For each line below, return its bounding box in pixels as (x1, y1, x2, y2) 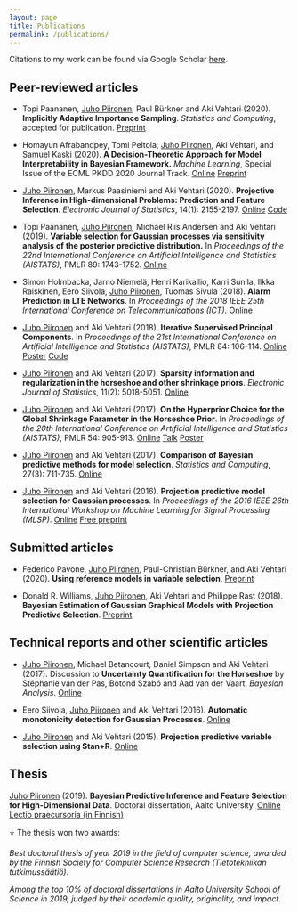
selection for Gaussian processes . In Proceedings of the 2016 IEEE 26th (21, 495, 289, 506)
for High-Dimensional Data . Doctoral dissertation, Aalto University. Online (9, 799, 282, 811)
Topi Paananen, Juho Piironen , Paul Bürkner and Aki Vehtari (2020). (21, 103, 271, 114)
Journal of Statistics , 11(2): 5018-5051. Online (21, 387, 189, 397)
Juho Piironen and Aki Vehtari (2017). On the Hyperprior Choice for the (21, 404, 285, 415)
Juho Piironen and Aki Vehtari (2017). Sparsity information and (21, 368, 255, 379)
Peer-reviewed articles (9, 79, 139, 94)
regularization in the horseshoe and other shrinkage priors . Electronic (21, 378, 285, 388)
